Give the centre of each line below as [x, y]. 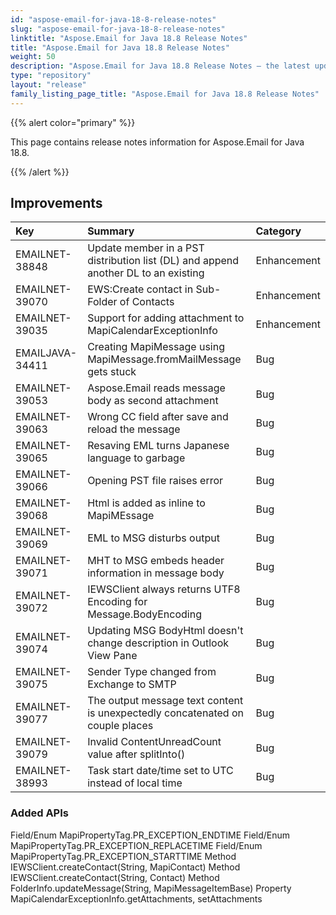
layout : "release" [48, 85]
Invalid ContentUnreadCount [154, 742]
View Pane [112, 656]
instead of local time [135, 783]
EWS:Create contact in [140, 289]
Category [278, 231]
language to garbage [136, 458]
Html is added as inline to [146, 503]
